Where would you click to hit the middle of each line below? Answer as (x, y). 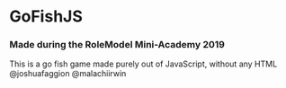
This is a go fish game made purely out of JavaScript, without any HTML (143, 64)
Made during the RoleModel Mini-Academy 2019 (117, 45)
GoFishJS (46, 17)
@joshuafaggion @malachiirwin (68, 74)
